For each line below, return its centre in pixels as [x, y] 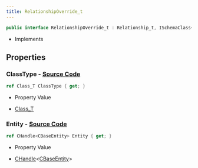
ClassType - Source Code [43, 74]
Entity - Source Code [37, 124]
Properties [26, 57]
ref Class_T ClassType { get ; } [46, 86]
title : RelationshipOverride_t [44, 11]
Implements [29, 39]
